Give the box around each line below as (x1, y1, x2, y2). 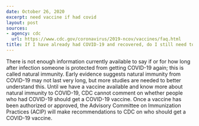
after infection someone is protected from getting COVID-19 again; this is (6, 64, 184, 71)
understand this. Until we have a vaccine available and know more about (6, 83, 183, 90)
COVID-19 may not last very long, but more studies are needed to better (6, 76, 182, 83)
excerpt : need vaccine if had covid (6, 14, 97, 20)
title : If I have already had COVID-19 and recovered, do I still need (6, 42, 187, 48)
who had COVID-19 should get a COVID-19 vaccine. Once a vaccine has (6, 95, 182, 102)
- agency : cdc (6, 31, 41, 37)
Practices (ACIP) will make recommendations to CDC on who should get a (6, 108, 187, 115)
